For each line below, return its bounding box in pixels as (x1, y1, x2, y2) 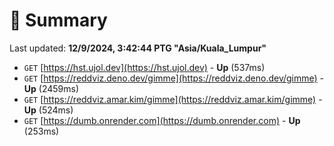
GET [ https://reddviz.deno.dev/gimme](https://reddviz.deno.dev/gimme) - (23, 72, 325, 84)
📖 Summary (9, 9, 108, 32)
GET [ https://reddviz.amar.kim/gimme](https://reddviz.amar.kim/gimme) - (23, 93, 323, 105)
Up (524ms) (23, 104, 74, 116)
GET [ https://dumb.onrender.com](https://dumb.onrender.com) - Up (23, 114, 301, 126)
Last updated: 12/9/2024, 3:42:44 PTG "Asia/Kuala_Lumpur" (9, 42, 267, 54)
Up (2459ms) (23, 82, 80, 94)
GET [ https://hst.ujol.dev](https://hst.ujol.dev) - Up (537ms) (23, 61, 266, 73)
